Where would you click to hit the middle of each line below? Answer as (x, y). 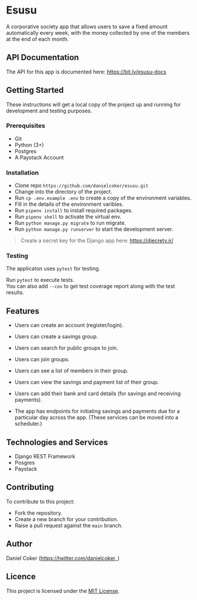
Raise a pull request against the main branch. (69, 525)
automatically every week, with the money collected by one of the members (98, 32)
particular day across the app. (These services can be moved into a (96, 418)
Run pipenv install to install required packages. (74, 211)
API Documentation (43, 57)
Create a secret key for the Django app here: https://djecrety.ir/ (97, 241)
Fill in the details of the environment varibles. (69, 204)
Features (23, 311)
